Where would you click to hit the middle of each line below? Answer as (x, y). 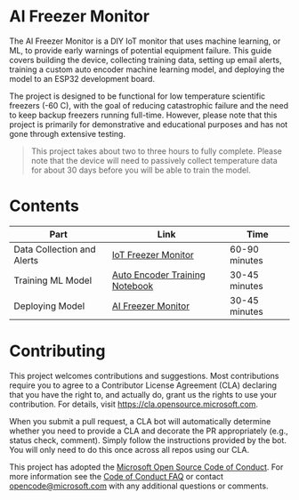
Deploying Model (49, 306)
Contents (44, 206)
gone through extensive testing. (68, 133)
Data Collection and (55, 249)
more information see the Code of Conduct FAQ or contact (117, 476)
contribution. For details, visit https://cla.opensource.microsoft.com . (134, 404)
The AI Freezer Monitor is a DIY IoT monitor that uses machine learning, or (145, 41)
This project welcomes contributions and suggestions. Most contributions (144, 375)
